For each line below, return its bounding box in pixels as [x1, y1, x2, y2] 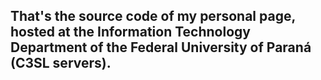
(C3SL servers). [10, 55, 112, 72]
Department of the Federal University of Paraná [10, 39, 312, 56]
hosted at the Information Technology [10, 24, 251, 41]
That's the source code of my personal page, [10, 8, 296, 25]
